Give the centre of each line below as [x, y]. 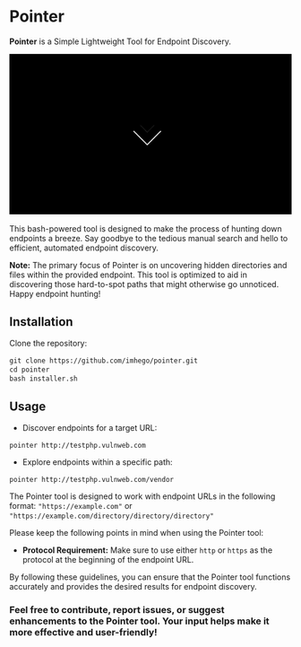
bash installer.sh [43, 379]
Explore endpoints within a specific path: [97, 462]
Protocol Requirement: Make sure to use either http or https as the [147, 550]
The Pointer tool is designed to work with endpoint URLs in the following [142, 496]
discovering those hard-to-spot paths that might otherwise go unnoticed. [144, 284]
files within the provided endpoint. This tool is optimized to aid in [129, 275]
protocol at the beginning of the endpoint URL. [108, 560]
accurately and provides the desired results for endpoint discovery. [133, 587]
